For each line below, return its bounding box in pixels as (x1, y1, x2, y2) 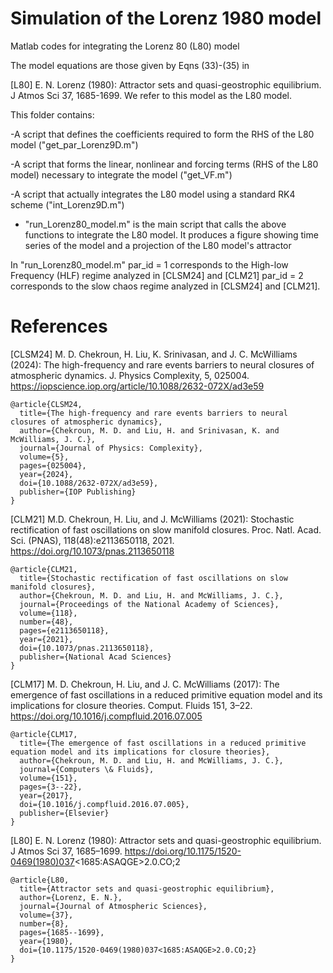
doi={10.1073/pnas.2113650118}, (19, 643, 155, 653)
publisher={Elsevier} (19, 808, 110, 818)
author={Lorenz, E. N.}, (19, 892, 123, 902)
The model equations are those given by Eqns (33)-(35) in (10, 59, 250, 71)
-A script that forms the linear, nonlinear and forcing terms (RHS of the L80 (10, 158, 319, 170)
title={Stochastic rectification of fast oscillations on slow (19, 573, 288, 583)
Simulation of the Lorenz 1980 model (10, 7, 322, 30)
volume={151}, (19, 773, 78, 783)
